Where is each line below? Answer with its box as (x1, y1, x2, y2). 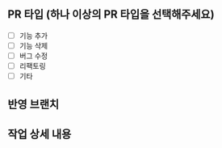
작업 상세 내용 (7, 127, 72, 141)
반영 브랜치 (7, 97, 60, 111)
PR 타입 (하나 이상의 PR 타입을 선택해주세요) (7, 7, 215, 22)
